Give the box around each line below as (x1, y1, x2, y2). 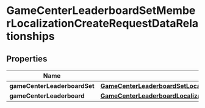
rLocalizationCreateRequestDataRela (6, 16, 199, 30)
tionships (6, 30, 55, 43)
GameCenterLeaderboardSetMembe (6, 4, 196, 18)
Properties (6, 53, 48, 64)
